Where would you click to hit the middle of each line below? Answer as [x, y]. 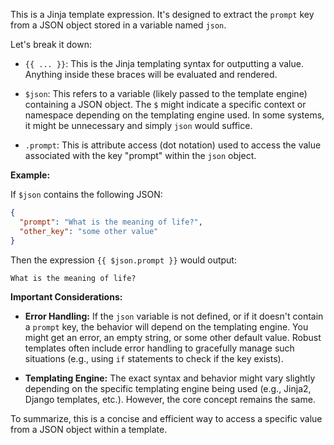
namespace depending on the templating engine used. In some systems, [174, 115]
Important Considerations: [66, 296]
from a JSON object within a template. [89, 429]
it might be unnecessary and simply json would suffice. [138, 125]
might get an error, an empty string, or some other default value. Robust [173, 337]
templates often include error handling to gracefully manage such [159, 348]
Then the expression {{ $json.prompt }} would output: [123, 260]
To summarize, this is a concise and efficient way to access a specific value [166, 418]
